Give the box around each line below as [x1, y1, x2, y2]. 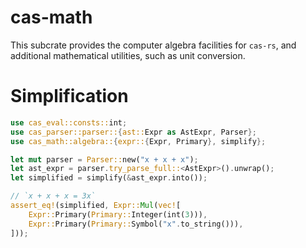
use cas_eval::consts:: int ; [10, 117, 128, 128]
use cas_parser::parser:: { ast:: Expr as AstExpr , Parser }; [10, 127, 257, 137]
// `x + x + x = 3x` [10, 191, 97, 201]
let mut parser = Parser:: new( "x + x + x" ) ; [10, 154, 199, 165]
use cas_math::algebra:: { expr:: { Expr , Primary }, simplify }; [10, 136, 267, 146]
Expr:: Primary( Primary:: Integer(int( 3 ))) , [28, 209, 208, 220]
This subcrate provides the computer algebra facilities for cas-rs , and [10, 39, 297, 51]
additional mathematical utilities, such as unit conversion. [10, 49, 246, 61]
